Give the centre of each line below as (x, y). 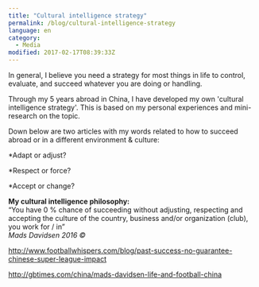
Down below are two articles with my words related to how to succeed (123, 131)
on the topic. (60, 116)
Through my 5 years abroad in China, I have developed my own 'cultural (126, 99)
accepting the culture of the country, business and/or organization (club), (128, 218)
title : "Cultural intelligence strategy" (78, 16)
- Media (28, 45)
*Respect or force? (40, 171)
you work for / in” (37, 227)
